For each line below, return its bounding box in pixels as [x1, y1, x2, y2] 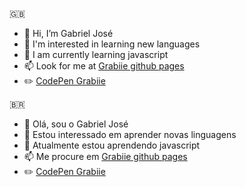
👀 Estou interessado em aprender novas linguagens [23, 129, 237, 140]
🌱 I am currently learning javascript [23, 49, 169, 60]
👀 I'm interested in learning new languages [23, 38, 201, 50]
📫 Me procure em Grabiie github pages [23, 151, 188, 162]
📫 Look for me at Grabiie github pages [23, 60, 185, 72]
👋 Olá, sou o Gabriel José [23, 118, 129, 130]
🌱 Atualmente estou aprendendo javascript [23, 139, 201, 151]
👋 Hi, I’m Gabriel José [23, 28, 114, 39]
